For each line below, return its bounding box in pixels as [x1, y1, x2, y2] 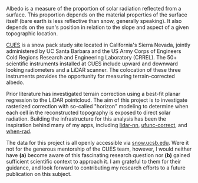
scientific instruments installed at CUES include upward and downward [6, 60, 179, 67]
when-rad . [6, 128, 32, 135]
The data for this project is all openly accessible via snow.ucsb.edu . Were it [6, 139, 189, 146]
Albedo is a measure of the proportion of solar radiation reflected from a [6, 5, 181, 12]
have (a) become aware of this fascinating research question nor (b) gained [6, 152, 190, 158]
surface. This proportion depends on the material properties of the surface [6, 11, 187, 18]
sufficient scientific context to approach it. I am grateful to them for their [6, 158, 181, 165]
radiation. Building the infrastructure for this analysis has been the [6, 115, 166, 122]
